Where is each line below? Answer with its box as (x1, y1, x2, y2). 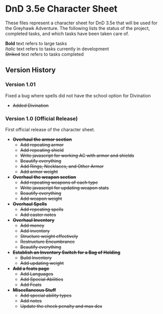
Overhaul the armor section (12, 136, 72, 142)
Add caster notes (20, 211, 57, 218)
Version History (5, 66, 56, 74)
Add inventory (20, 227, 50, 233)
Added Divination (12, 102, 49, 108)
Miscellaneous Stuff (12, 287, 56, 293)
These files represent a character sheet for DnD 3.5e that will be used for (5, 20, 158, 26)
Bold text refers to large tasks (5, 40, 67, 46)
